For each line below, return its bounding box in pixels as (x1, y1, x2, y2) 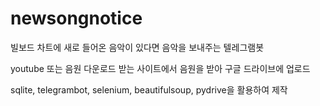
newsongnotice (10, 7, 143, 30)
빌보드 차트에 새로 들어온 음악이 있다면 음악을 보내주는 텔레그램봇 (10, 41, 265, 53)
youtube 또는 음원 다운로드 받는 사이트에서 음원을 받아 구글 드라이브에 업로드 (10, 62, 311, 74)
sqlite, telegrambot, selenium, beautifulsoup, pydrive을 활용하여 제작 (10, 83, 288, 96)
